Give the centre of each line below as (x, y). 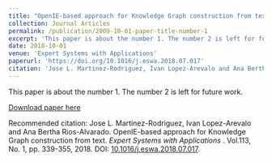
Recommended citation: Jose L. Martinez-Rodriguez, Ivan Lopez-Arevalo (130, 123)
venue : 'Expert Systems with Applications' (83, 53)
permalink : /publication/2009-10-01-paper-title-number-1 (108, 31)
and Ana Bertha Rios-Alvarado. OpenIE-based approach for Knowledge (127, 131)
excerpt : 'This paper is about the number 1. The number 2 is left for (132, 38)
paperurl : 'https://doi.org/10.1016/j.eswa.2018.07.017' (106, 62)
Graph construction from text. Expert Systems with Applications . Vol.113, (130, 140)
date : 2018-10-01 (38, 46)
